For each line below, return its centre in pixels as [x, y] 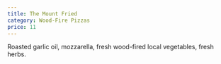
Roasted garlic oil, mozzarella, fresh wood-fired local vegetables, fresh [111, 47]
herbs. [17, 54]
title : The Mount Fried [42, 14]
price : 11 [22, 27]
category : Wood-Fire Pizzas [49, 20]
